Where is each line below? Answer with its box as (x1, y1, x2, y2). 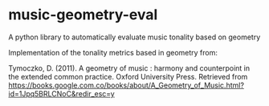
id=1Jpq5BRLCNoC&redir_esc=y (8, 88, 115, 98)
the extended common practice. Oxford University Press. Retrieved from (8, 71, 248, 81)
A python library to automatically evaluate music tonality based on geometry (8, 32, 261, 42)
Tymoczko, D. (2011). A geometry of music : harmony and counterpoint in (8, 63, 251, 73)
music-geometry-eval (8, 6, 158, 24)
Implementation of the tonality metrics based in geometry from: (8, 47, 218, 57)
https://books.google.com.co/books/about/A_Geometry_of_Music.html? (8, 80, 245, 90)
